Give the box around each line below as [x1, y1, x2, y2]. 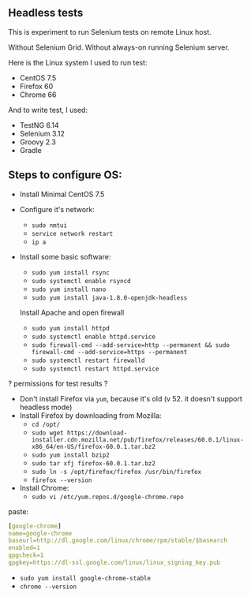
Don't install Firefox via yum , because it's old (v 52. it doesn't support [19, 394, 243, 403]
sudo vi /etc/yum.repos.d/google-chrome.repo [31, 493, 184, 501]
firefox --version [31, 476, 92, 484]
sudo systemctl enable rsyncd [31, 277, 132, 285]
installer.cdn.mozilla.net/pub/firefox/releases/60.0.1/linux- [31, 435, 245, 444]
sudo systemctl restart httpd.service [31, 364, 159, 373]
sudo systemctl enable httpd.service [31, 333, 156, 341]
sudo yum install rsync [31, 268, 111, 277]
